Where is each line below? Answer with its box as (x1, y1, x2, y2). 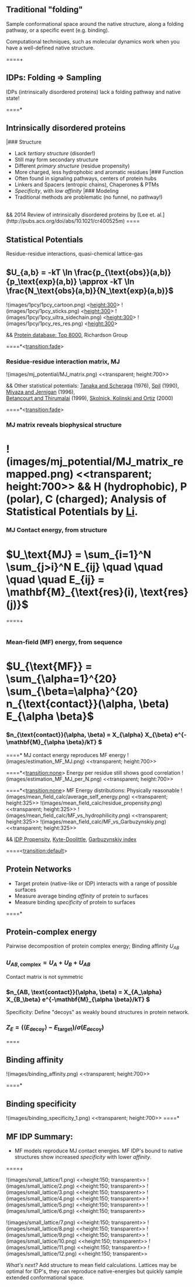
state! (6, 94, 20, 102)
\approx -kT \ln (78, 276, 135, 286)
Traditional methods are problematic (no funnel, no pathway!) (14, 194, 163, 201)
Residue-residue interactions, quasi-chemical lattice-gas (6, 250, 143, 258)
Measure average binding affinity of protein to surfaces (14, 892, 148, 899)
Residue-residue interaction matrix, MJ (6, 357, 120, 365)
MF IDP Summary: (6, 1132, 73, 1142)
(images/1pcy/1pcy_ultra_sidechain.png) (6, 314, 102, 321)
